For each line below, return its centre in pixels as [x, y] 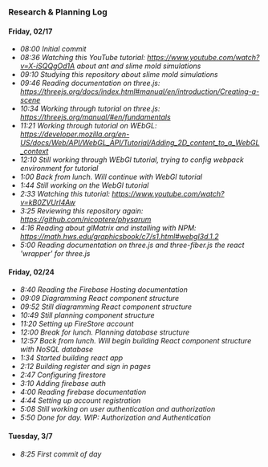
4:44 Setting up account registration [80, 400]
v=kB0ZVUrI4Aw [48, 202]
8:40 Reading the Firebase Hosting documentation [104, 290]
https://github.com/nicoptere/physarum [85, 220]
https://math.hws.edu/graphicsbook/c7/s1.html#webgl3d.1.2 [119, 237]
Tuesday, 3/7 [30, 436]
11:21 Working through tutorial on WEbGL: [88, 126]
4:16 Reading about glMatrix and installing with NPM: [108, 228]
